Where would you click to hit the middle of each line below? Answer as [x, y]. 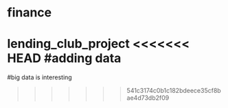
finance [30, 13]
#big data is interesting [39, 77]
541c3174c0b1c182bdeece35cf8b [174, 91]
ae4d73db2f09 [148, 98]
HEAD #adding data [64, 58]
